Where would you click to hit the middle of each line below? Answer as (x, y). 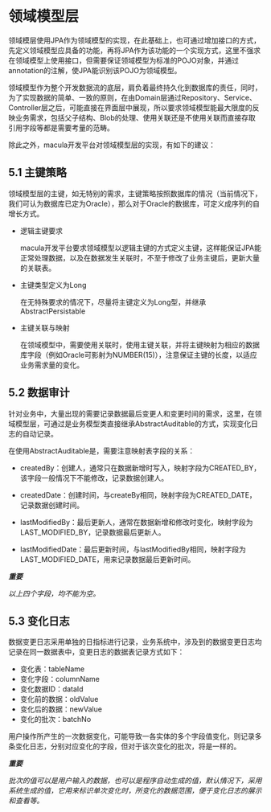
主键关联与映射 (45, 327)
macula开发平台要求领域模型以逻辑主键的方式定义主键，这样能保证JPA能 (141, 248)
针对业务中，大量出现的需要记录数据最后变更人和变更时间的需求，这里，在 (131, 413)
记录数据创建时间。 (52, 505)
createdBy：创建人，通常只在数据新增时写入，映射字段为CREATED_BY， (140, 468)
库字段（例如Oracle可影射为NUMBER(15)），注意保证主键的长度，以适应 (138, 355)
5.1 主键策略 (37, 172)
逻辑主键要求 (41, 231)
